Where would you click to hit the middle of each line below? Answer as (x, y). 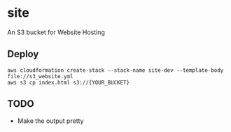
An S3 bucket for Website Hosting (56, 32)
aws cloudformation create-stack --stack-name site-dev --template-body (115, 70)
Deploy (23, 54)
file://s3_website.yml (40, 76)
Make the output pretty (50, 121)
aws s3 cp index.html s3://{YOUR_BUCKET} (69, 82)
